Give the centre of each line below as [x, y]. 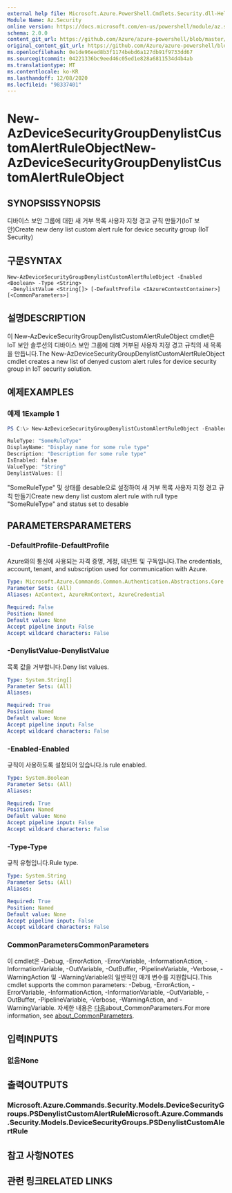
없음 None [23, 1060]
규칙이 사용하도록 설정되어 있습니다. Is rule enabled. [77, 765]
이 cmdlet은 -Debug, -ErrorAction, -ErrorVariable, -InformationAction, [105, 961]
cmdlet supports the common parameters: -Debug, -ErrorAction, [99, 984]
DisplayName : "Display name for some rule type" [78, 448]
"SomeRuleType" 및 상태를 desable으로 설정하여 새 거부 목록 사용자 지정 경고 [112, 487]
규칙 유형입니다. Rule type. [43, 863]
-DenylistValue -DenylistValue [58, 651]
